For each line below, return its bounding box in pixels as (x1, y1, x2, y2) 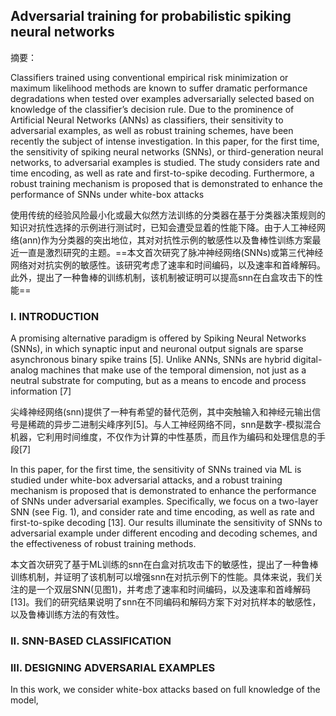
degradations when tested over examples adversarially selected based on (10, 92, 315, 104)
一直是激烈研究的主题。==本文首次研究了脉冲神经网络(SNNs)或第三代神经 (18, 246, 324, 258)
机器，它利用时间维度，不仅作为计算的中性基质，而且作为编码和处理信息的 (10, 431, 317, 443)
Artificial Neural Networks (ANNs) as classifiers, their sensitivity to (10, 114, 284, 126)
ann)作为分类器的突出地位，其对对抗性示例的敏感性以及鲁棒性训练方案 (22, 234, 313, 246)
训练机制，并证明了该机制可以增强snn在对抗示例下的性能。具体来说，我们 (10, 571, 315, 583)
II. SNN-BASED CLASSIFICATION (10, 634, 172, 648)
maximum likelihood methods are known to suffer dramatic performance (10, 82, 308, 94)
